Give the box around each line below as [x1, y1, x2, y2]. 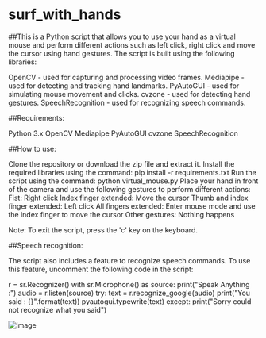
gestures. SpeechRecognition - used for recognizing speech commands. [8, 98, 246, 107]
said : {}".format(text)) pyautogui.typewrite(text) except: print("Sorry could [8, 296, 252, 306]
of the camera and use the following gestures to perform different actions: [8, 184, 251, 194]
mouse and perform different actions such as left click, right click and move [8, 40, 256, 49]
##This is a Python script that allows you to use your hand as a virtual [8, 32, 236, 41]
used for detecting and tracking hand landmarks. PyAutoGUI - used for [8, 81, 240, 90]
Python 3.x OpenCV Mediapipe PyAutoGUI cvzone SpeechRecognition [8, 129, 238, 138]
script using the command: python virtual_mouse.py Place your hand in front [8, 176, 259, 186]
